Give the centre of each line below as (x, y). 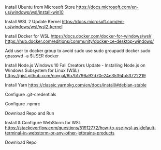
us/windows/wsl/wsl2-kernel (34, 27)
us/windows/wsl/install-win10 (34, 12)
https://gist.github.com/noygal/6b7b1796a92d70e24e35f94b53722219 (75, 75)
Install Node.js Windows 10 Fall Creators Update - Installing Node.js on (75, 65)
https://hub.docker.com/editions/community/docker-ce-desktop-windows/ (79, 41)
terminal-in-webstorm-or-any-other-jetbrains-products (60, 133)
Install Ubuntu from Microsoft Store (40, 7)
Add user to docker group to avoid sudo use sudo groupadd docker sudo (78, 51)
